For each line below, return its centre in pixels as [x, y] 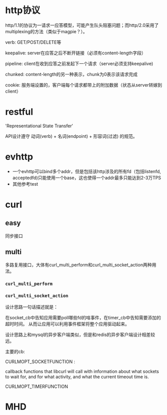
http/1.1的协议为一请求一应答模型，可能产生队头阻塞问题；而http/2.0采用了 [82, 25]
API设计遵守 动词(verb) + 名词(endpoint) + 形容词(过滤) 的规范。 [71, 136]
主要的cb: [15, 351]
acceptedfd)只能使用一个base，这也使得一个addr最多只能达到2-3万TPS [87, 178]
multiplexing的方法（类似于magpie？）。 [46, 31]
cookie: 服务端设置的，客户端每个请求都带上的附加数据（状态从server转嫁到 [84, 85]
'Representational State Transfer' [39, 126]
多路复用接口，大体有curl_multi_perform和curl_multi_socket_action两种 [78, 265]
